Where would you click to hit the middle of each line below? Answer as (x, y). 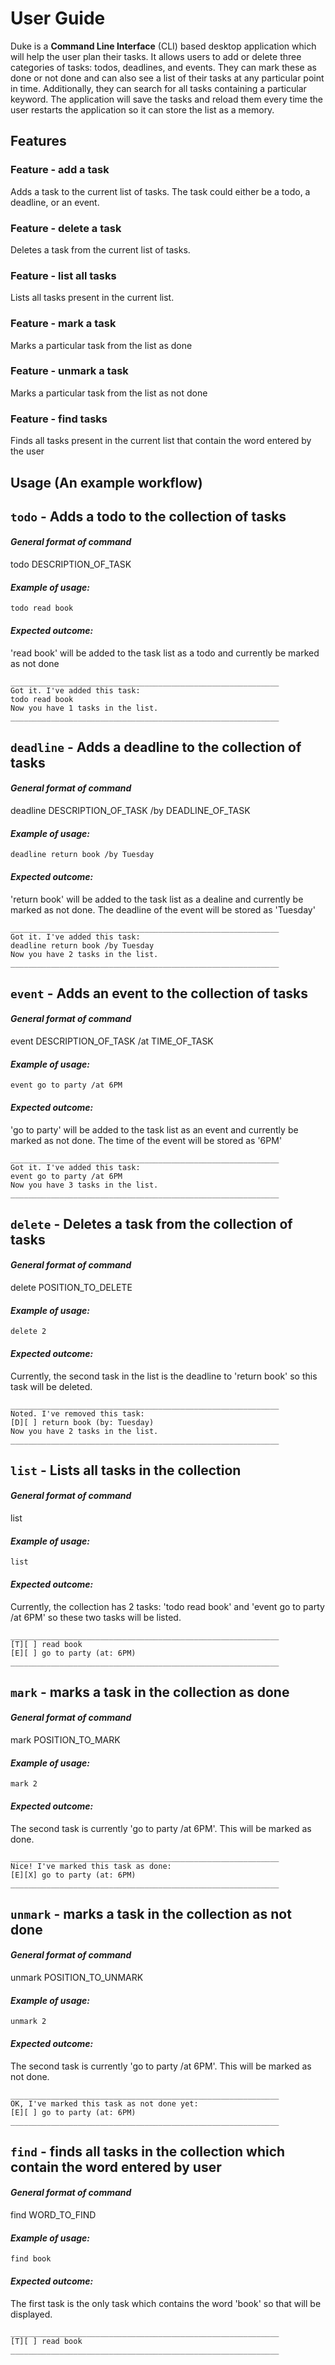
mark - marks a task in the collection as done (150, 1692)
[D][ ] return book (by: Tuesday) (82, 1422)
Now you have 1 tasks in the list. (84, 708)
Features (38, 141)
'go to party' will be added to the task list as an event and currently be (154, 1129)
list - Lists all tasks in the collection (126, 1470)
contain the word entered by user (116, 2167)
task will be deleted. (51, 1386)
